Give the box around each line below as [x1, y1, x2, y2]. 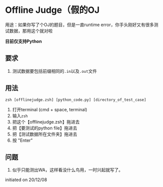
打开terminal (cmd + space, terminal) [12, 106, 88, 112]
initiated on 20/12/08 [5, 177, 47, 183]
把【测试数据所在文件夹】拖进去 [12, 131, 77, 137]
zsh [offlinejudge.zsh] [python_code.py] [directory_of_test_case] [5, 97, 147, 102]
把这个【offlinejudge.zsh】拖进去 [12, 119, 80, 125]
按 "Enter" [12, 137, 33, 143]
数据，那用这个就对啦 [9, 28, 53, 33]
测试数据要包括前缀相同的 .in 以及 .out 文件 [12, 68, 97, 74]
